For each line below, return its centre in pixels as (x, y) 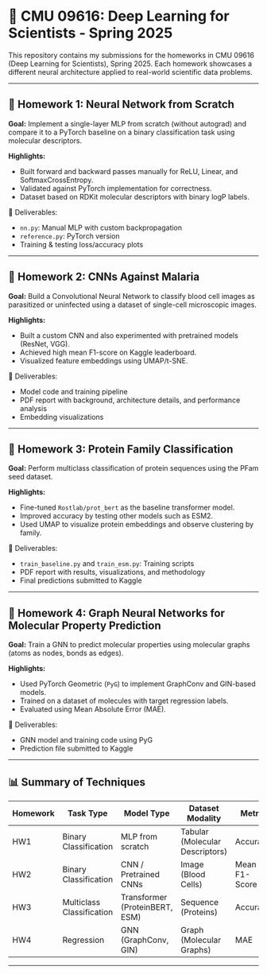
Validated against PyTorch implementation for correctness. (116, 188)
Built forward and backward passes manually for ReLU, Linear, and (129, 171)
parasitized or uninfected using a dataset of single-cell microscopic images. (132, 305)
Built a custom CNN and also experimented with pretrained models (129, 335)
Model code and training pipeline (74, 391)
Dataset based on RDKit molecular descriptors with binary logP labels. (135, 196)
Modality (204, 818)
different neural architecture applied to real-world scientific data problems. (130, 72)
